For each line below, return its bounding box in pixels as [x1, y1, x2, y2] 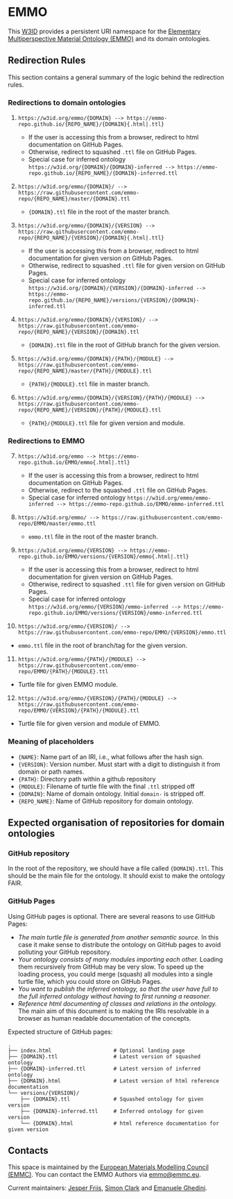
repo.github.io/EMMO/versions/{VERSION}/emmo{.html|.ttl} [17, 553, 189, 561]
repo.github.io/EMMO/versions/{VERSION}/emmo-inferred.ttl [28, 610, 203, 617]
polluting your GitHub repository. [17, 948, 112, 956]
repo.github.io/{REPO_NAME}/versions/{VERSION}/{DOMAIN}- [28, 297, 200, 304]
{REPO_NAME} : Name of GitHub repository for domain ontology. [17, 797, 193, 805]
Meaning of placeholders [8, 737, 94, 747]
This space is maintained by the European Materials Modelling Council [8, 1163, 209, 1171]
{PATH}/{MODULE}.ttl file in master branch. [28, 380, 150, 389]
